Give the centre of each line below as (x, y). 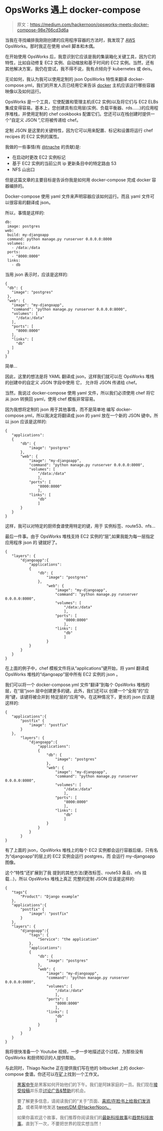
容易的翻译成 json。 (33, 202)
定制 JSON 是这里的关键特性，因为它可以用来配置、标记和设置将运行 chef (79, 130)
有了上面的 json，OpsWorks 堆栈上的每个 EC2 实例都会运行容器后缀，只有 (80, 850)
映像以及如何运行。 (24, 91)
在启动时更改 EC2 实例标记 (39, 157)
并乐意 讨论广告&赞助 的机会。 (59, 1090)
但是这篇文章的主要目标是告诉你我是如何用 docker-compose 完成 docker (78, 180)
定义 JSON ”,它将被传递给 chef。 (48, 120)
